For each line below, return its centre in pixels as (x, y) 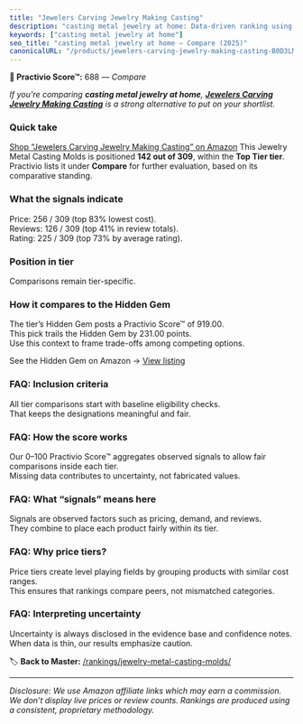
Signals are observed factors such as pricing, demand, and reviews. (136, 519)
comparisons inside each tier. (64, 466)
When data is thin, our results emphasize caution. (101, 643)
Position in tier (41, 261)
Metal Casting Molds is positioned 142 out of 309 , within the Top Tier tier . (147, 157)
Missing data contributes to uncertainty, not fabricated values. (125, 476)
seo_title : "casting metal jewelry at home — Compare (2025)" (129, 43)
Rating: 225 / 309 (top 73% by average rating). (96, 238)
